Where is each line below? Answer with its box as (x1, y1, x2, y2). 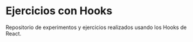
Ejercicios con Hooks (5, 4, 113, 18)
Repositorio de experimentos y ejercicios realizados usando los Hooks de (5, 24, 187, 31)
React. (5, 30, 22, 37)
